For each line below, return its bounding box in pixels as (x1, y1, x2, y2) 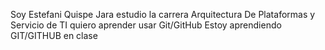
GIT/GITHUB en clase (10, 30, 98, 41)
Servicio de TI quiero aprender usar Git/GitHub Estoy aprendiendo (10, 19, 282, 31)
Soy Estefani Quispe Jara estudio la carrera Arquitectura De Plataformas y (10, 9, 316, 20)
